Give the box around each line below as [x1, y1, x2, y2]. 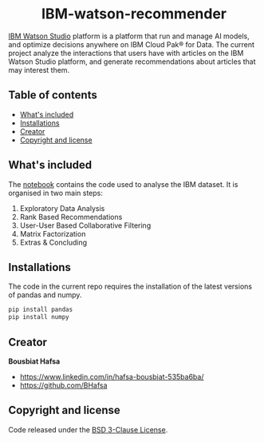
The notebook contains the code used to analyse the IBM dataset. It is [8, 179, 238, 189]
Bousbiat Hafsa [8, 356, 61, 366]
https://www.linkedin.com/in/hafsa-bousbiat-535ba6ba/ [19, 372, 204, 381]
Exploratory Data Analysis [19, 203, 105, 213]
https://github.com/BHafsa [19, 380, 108, 390]
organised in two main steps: [8, 188, 104, 197]
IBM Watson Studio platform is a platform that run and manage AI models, [8, 31, 250, 41]
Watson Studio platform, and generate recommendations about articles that [8, 57, 257, 66]
